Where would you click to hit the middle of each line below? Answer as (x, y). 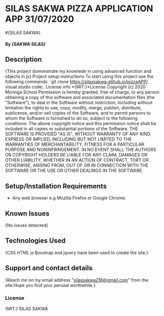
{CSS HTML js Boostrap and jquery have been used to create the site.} (77, 253)
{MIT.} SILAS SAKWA (27, 309)
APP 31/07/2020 (40, 19)
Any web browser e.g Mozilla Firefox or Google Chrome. (69, 198)
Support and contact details (49, 268)
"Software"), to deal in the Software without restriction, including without (79, 103)
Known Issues (27, 213)
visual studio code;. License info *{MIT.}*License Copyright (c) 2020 (75, 87)
